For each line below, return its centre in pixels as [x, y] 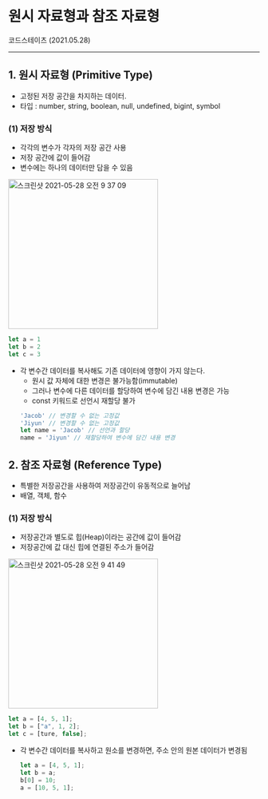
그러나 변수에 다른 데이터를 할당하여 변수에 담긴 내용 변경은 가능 [130, 390]
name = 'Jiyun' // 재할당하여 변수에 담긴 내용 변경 [97, 438]
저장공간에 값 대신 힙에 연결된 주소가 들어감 [87, 547]
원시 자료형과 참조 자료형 [84, 16]
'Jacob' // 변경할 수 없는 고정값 [69, 415]
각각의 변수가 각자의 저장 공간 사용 [73, 148]
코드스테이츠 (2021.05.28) [49, 40]
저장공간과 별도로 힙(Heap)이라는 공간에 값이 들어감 [100, 537]
